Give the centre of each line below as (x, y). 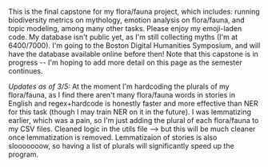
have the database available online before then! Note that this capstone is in (133, 54)
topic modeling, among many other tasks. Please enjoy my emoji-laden (125, 28)
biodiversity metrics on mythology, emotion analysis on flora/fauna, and (126, 20)
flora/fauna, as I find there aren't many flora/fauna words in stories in (122, 95)
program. (24, 154)
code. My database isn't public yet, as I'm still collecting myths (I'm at (123, 37)
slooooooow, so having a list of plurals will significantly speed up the (121, 146)
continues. (26, 71)
